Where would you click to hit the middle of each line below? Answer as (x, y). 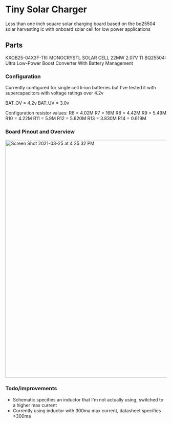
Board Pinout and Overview (40, 131)
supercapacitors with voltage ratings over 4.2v (55, 93)
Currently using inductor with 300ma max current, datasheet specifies (87, 410)
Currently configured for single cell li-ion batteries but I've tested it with (81, 88)
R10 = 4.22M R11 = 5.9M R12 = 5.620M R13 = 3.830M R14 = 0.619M (76, 119)
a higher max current (35, 405)
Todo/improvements (31, 389)
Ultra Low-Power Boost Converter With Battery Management (69, 63)
